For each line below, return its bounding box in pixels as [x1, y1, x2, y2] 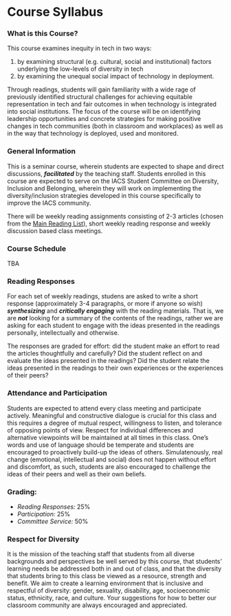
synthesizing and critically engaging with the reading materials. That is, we [7, 307, 224, 315]
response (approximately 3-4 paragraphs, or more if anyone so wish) [7, 300, 203, 308]
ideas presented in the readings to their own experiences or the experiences [7, 364, 223, 372]
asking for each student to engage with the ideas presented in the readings [7, 321, 220, 330]
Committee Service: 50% [16, 517, 89, 525]
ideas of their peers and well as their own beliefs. [7, 470, 146, 478]
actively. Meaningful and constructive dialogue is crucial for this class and [7, 411, 217, 419]
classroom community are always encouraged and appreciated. [7, 601, 188, 609]
